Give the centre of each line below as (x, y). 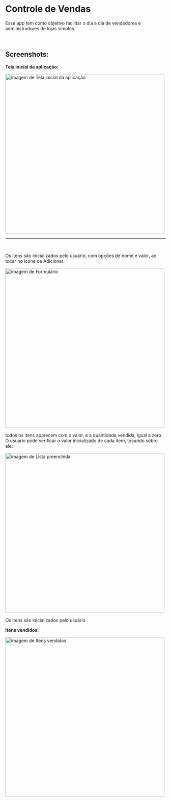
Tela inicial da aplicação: (32, 66)
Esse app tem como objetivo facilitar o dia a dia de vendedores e (73, 23)
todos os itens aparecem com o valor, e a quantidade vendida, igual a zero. (84, 435)
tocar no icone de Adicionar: (35, 261)
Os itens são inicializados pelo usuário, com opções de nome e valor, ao (81, 256)
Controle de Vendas (48, 9)
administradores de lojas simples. (40, 28)
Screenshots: (27, 54)
